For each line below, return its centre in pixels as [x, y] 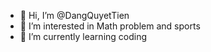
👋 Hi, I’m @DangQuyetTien [74, 15]
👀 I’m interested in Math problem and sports [110, 26]
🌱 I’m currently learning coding [83, 36]
